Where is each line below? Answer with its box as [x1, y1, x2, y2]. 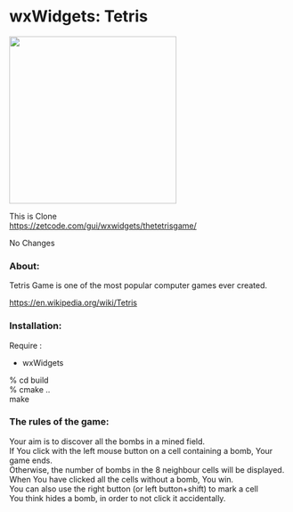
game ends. [9, 455, 53, 466]
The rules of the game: [9, 416, 110, 428]
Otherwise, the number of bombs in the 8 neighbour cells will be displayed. [9, 464, 285, 475]
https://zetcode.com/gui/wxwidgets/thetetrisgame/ [9, 220, 198, 231]
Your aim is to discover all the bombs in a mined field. [9, 435, 206, 447]
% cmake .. [9, 384, 51, 394]
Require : [9, 340, 43, 351]
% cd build [9, 375, 49, 385]
